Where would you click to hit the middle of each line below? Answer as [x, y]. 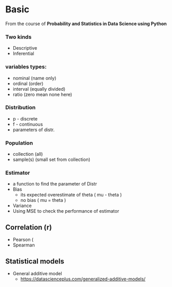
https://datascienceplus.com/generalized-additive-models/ [83, 279]
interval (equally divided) [39, 89]
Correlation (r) [29, 227]
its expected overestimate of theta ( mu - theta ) [71, 195]
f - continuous [28, 124]
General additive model [37, 274]
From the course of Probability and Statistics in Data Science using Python [86, 24]
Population [19, 143]
